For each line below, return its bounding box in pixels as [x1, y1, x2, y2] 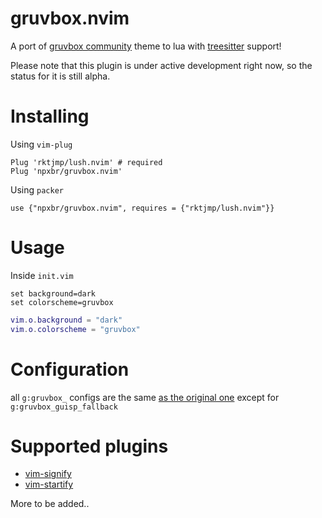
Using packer [10, 183, 64, 196]
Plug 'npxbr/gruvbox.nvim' [10, 166, 123, 176]
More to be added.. [10, 498, 90, 510]
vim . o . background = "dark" [10, 315, 123, 325]
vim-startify [24, 478, 74, 491]
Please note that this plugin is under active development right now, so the [10, 59, 313, 71]
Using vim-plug [10, 138, 73, 150]
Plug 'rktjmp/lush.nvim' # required [10, 157, 163, 167]
